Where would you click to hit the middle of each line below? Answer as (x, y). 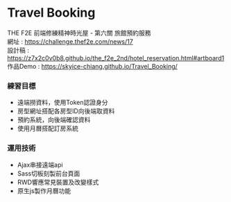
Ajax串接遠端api (40, 165)
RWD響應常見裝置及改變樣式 (58, 182)
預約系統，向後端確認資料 (54, 120)
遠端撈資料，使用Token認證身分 (62, 103)
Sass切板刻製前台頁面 (49, 173)
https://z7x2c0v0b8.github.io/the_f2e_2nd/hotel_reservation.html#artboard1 (116, 58)
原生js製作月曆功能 (44, 191)
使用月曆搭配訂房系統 (48, 128)
